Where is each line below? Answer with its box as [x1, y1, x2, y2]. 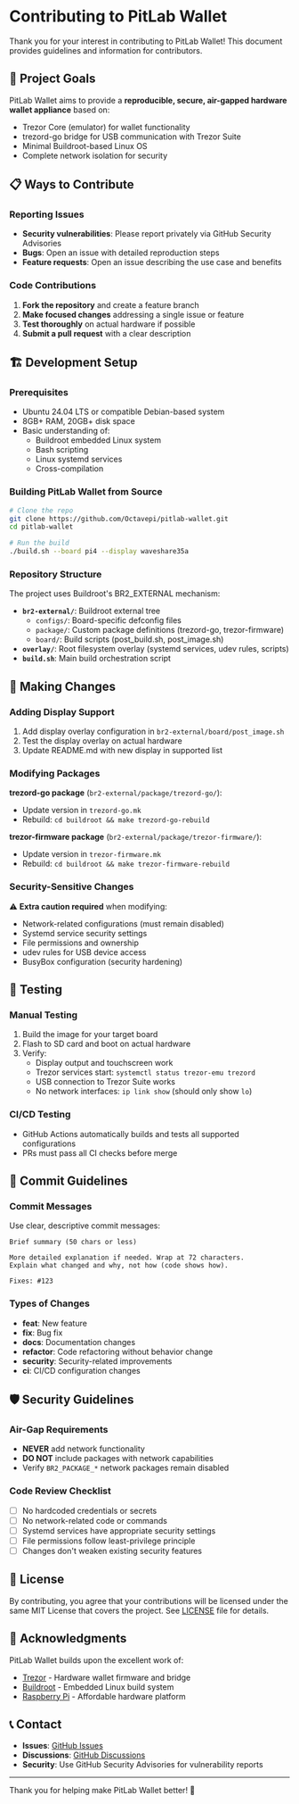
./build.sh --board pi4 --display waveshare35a [9, 547, 190, 556]
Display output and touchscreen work [35, 1058, 174, 1068]
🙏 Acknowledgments [9, 1631, 127, 1646]
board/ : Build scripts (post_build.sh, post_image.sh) [35, 634, 224, 644]
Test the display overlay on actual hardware [21, 736, 182, 746]
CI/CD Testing [9, 1109, 71, 1121]
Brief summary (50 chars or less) [9, 1238, 138, 1247]
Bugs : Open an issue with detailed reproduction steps [21, 247, 220, 258]
